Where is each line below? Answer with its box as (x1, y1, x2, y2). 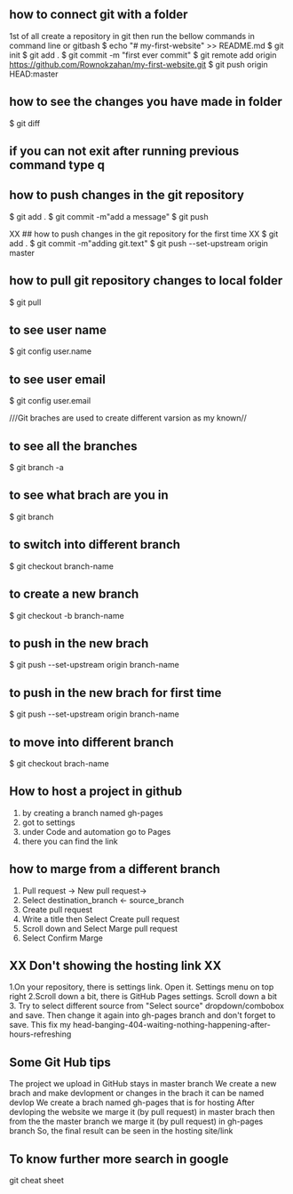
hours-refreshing (9, 1029, 72, 1039)
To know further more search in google (9, 1151, 229, 1166)
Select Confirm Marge (21, 933, 104, 943)
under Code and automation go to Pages (21, 826, 171, 837)
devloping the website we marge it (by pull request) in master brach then (9, 1107, 275, 1118)
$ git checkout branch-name (9, 560, 114, 572)
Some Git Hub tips (9, 1054, 111, 1070)
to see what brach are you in (9, 488, 169, 503)
